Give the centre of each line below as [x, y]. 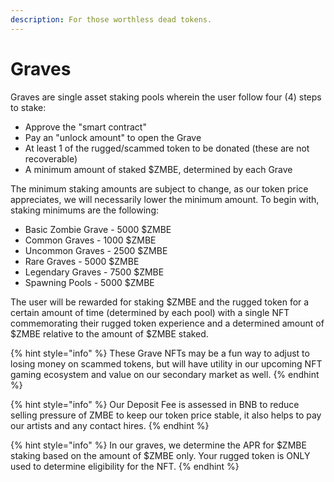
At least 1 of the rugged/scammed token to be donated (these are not [167, 148]
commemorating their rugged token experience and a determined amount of [167, 323]
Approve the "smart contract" [85, 127]
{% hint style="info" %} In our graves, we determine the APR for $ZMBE [158, 445]
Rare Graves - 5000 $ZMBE [82, 261]
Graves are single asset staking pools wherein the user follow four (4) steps [166, 97]
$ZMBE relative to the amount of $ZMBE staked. [109, 333]
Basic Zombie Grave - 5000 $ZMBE [98, 229]
